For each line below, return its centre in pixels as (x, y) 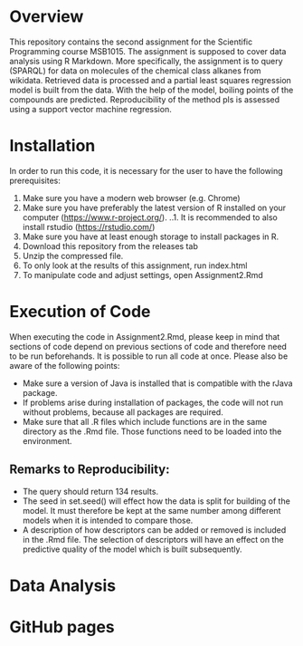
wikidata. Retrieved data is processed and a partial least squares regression (151, 80)
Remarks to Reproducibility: (90, 470)
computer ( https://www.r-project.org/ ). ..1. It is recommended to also (150, 217)
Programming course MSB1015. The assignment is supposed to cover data (148, 51)
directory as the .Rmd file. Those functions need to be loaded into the (152, 431)
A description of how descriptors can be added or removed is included (154, 530)
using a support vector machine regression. (90, 109)
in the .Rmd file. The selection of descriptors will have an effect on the (153, 539)
